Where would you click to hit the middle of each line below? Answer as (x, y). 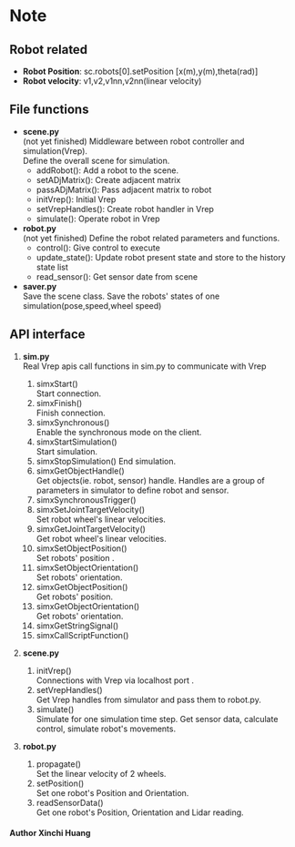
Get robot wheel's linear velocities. (101, 538)
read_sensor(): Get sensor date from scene (117, 276)
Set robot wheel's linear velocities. (101, 519)
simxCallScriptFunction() (82, 635)
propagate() (59, 764)
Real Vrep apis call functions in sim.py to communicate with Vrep (144, 366)
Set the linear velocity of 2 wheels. (101, 773)
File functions (49, 110)
